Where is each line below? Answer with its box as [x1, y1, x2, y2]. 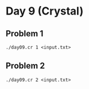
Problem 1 [5, 28, 44, 39]
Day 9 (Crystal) [5, 4, 84, 18]
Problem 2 [5, 61, 45, 71]
